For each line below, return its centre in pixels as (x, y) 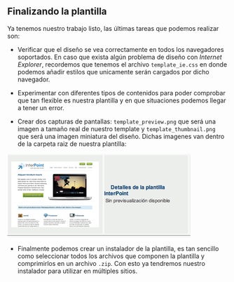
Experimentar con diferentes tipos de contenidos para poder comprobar (121, 93)
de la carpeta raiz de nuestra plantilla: (72, 144)
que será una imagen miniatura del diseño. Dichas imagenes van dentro (121, 136)
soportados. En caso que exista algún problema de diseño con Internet (119, 57)
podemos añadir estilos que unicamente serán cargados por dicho (113, 72)
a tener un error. (41, 107)
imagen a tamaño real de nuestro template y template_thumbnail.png (116, 128)
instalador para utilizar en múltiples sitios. (77, 271)
